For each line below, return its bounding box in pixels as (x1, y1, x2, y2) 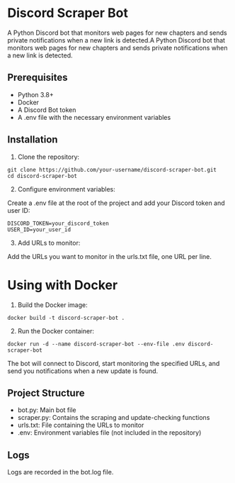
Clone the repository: (17, 152, 80, 161)
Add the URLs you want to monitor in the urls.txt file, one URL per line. (7, 252, 212, 260)
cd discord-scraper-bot (7, 172, 78, 179)
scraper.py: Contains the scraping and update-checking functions (17, 413, 210, 422)
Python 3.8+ (17, 90, 55, 99)
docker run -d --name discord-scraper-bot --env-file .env (7, 340, 185, 348)
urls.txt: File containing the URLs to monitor (17, 421, 144, 430)
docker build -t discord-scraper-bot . (7, 314, 125, 321)
